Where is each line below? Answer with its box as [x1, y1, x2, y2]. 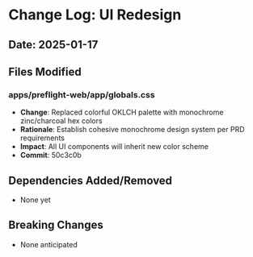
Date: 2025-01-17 [8, 38, 99, 52]
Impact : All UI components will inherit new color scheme [19, 142, 209, 151]
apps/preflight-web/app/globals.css [8, 89, 155, 100]
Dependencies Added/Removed [8, 173, 172, 187]
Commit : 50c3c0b [19, 151, 82, 160]
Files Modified [8, 64, 82, 78]
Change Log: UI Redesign [8, 6, 182, 24]
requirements [19, 133, 65, 143]
